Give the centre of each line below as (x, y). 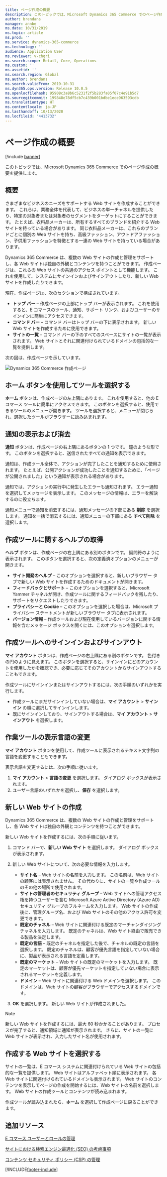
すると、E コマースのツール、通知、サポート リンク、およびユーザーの (84, 310)
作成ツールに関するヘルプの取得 (54, 539)
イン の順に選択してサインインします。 (52, 707)
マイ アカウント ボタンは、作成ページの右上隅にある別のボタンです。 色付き (83, 655)
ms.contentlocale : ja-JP (31, 107)
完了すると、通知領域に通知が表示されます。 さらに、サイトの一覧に (84, 1030)
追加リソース (25, 1125)
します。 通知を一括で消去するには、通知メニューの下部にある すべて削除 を (83, 516)
